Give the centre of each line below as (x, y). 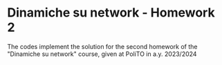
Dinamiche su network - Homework (111, 13)
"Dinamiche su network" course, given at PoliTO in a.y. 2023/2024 (102, 54)
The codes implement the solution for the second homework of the (102, 46)
